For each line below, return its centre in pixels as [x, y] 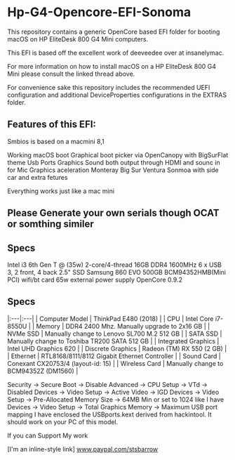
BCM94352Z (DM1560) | [43, 371]
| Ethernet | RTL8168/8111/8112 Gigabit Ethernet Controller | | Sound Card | [114, 356]
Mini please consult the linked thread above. [71, 74]
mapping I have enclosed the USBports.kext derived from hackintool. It [109, 414]
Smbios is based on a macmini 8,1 [56, 141]
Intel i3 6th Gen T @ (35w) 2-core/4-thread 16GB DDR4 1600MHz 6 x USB [115, 265]
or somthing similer [51, 224]
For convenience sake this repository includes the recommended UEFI [109, 87]
